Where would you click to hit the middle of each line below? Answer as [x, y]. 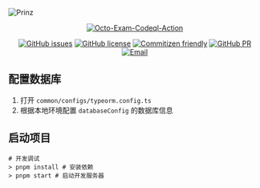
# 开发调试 [24, 158]
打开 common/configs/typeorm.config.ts [85, 100]
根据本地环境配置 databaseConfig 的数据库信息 [96, 110]
